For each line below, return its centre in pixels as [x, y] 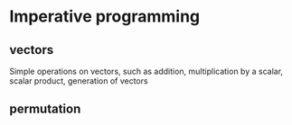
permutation [45, 109]
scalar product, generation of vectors [79, 81]
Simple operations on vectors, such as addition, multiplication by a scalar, [146, 71]
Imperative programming [105, 17]
